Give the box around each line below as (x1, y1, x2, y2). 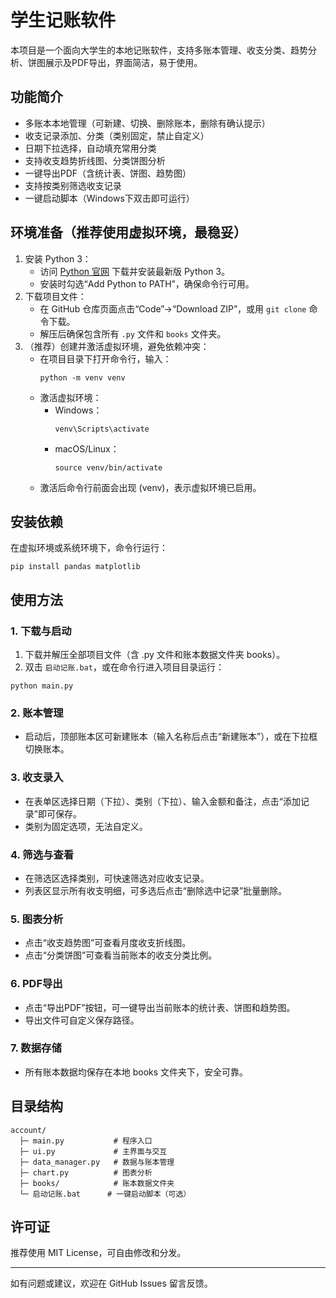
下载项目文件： (24, 290, 87, 302)
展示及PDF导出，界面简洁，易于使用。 (44, 56, 203, 68)
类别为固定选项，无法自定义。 (24, 820, 148, 832)
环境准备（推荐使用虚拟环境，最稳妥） (10, 224, 247, 241)
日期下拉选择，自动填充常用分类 (24, 142, 157, 154)
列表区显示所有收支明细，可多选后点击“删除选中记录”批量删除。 (24, 884, 288, 896)
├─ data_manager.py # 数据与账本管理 (19, 1157, 175, 1167)
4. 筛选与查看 (10, 847, 75, 861)
